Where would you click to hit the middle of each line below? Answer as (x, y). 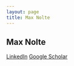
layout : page (23, 12)
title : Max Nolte (28, 18)
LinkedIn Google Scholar (37, 57)
